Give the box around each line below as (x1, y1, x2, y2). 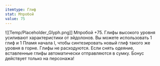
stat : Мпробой (5, 12, 34, 17)
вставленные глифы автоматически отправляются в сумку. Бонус (5, 50, 144, 56)
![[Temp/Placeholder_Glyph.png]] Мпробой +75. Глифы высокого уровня (5, 30, 156, 36)
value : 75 (5, 16, 26, 21)
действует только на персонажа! (5, 56, 75, 62)
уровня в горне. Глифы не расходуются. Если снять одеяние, (5, 45, 134, 51)
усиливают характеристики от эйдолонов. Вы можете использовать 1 (5, 35, 152, 41)
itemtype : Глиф (5, 7, 36, 12)
